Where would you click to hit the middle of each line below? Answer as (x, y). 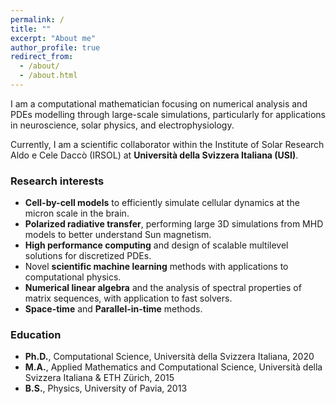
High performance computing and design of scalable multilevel (156, 245)
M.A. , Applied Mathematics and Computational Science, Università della (173, 367)
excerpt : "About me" (53, 38)
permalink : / (37, 19)
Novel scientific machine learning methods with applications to (156, 267)
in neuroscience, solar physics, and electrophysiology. (122, 125)
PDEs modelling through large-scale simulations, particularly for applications (168, 114)
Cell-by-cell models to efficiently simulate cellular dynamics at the (162, 203)
